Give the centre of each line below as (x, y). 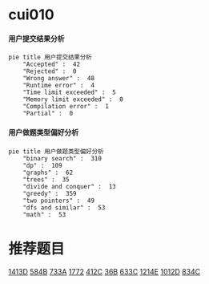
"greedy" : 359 (50, 193)
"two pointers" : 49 (58, 201)
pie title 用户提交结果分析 (50, 58)
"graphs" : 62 (48, 172)
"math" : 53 (44, 214)
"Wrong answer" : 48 (58, 79)
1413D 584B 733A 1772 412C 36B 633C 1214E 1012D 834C (104, 271)
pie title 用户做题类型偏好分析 (56, 151)
